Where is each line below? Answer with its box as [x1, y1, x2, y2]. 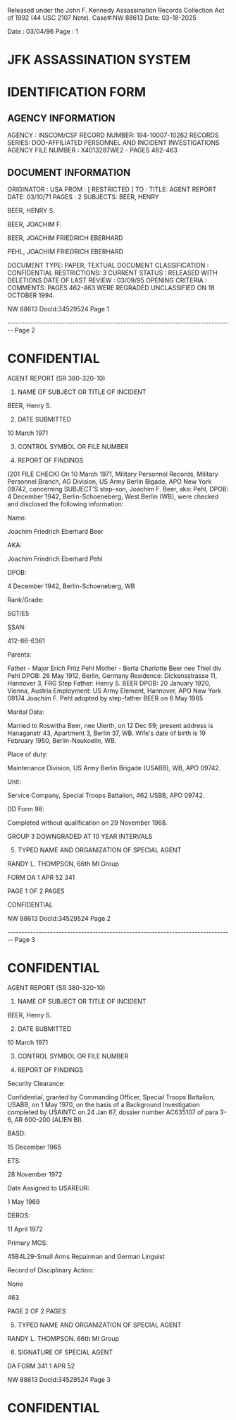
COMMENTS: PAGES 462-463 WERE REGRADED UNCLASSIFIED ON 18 [7, 284, 215, 292]
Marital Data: [7, 708, 44, 716]
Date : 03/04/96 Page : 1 [7, 28, 79, 35]
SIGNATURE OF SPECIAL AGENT [17, 1348, 113, 1356]
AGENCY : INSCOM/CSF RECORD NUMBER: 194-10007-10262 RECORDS [7, 131, 219, 140]
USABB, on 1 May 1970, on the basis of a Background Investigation [7, 1100, 200, 1109]
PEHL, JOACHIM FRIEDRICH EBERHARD [7, 247, 124, 256]
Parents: [7, 650, 32, 659]
